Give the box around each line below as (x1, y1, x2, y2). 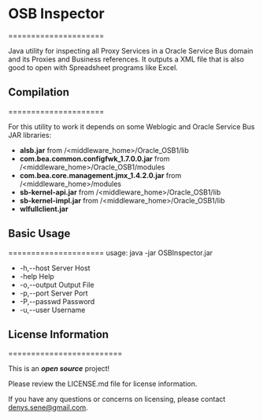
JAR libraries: (8, 130, 52, 139)
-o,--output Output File (19, 280, 94, 289)
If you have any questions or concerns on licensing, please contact (8, 395, 226, 404)
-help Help (19, 271, 55, 281)
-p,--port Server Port (19, 288, 88, 298)
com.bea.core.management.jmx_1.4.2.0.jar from (19, 170, 182, 180)
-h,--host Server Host (19, 263, 91, 273)
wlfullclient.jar (19, 204, 69, 214)
